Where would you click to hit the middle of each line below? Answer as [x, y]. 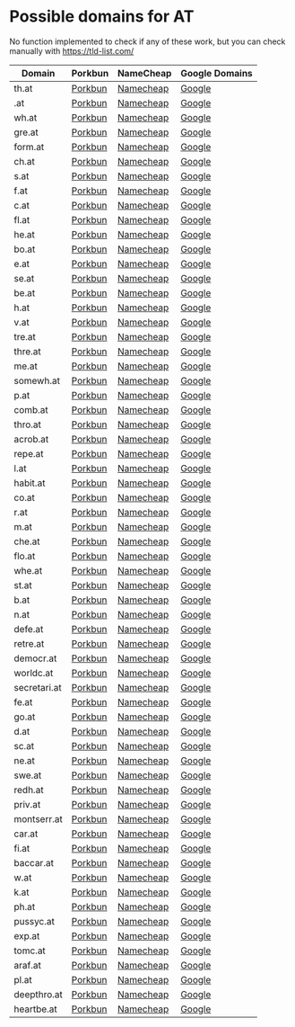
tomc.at [30, 951]
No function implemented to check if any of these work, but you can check [147, 41]
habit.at [30, 483]
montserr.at [38, 818]
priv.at [27, 804]
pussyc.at [35, 921]
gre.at [26, 132]
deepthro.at [38, 994]
